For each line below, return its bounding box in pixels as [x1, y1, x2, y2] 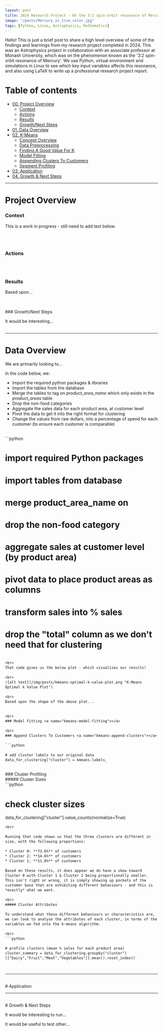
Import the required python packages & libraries [12, 380, 108, 386]
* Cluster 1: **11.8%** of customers [5, 859, 81, 864]
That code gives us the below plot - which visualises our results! [5, 665, 147, 670]
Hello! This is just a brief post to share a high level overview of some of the [5, 37, 154, 43]
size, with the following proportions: [5, 839, 86, 844]
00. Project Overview [12, 101, 55, 107]
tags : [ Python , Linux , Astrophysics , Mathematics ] [5, 23, 110, 28]
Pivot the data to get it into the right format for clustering [12, 411, 125, 417]
